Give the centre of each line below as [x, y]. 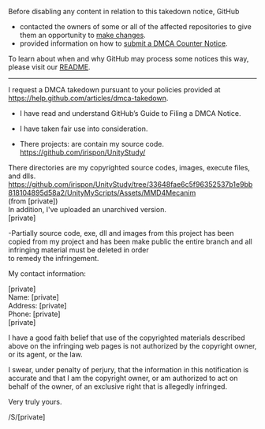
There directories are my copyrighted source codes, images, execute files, [129, 168]
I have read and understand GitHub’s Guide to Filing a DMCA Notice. [130, 113]
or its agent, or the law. [45, 354]
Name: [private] [34, 297]
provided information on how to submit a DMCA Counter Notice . [123, 43]
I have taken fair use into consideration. [84, 129]
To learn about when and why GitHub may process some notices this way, [129, 59]
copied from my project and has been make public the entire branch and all [130, 241]
